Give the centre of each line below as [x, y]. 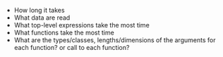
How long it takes [39, 10]
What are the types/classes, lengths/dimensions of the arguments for [115, 40]
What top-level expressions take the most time [82, 25]
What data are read [42, 18]
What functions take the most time [64, 32]
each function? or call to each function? [72, 47]
